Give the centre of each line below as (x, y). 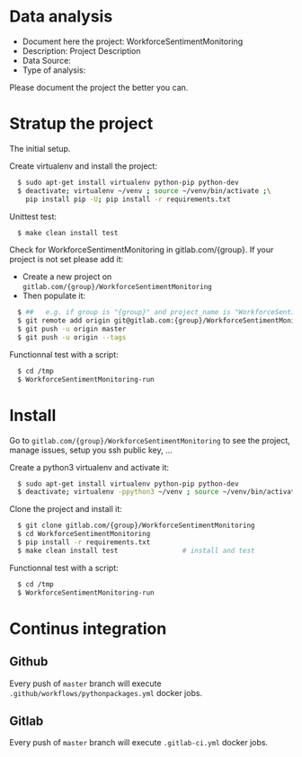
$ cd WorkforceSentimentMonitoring (84, 534)
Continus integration (88, 628)
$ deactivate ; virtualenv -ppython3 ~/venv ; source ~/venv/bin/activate (158, 492)
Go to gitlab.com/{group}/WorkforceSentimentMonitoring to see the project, (150, 440)
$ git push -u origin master (72, 330)
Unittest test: (33, 216)
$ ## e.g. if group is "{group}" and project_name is (124, 312)
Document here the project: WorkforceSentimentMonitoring (133, 41)
